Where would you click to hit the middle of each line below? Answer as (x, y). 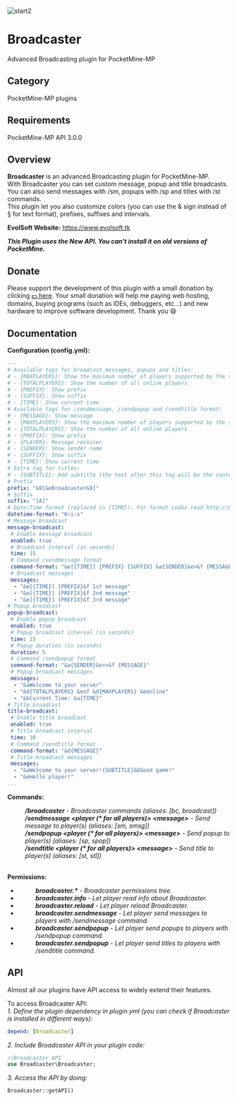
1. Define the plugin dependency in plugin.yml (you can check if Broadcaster (119, 1011)
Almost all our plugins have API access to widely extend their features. (110, 989)
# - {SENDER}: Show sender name (55, 448)
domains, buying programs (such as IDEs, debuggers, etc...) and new (108, 304)
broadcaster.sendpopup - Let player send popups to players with (132, 928)
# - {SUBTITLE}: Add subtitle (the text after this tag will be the (110, 475)
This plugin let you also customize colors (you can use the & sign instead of (117, 207)
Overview (29, 159)
